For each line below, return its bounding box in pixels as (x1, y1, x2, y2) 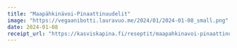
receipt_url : (7, 30, 46, 37)
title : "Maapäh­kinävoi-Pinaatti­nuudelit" (7, 10, 131, 18)
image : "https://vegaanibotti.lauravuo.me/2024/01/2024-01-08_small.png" (7, 17, 229, 24)
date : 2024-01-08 (7, 23, 59, 30)
